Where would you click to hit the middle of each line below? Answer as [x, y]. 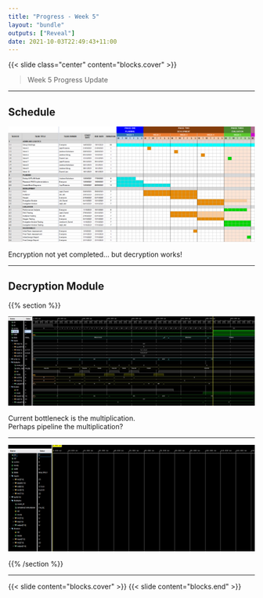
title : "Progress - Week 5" [54, 16]
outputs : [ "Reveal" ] [42, 33]
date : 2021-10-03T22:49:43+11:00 [63, 42]
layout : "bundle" [36, 25]
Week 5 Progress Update [67, 80]
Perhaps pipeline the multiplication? [66, 427]
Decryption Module [56, 286]
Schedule [32, 112]
